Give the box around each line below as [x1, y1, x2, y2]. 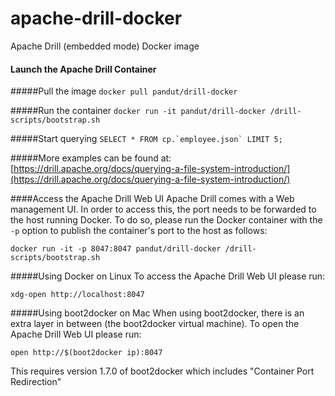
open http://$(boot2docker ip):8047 [10, 348, 163, 358]
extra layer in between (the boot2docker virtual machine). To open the [10, 318, 300, 330]
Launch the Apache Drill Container [10, 63, 157, 75]
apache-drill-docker [10, 7, 183, 30]
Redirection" [10, 376, 62, 388]
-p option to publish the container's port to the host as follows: [10, 225, 268, 237]
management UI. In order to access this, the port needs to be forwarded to [10, 203, 317, 216]
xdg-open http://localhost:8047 [10, 290, 145, 300]
